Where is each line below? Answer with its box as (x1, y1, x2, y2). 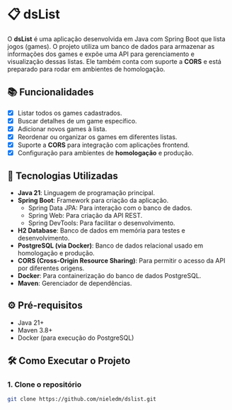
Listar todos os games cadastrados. (17, 109, 122, 117)
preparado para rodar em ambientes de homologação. (7, 65, 166, 73)
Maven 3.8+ (17, 326, 53, 334)
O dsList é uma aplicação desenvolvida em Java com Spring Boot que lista (7, 34, 226, 43)
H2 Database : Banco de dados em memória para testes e (17, 226, 186, 235)
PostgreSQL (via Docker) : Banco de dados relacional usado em (17, 241, 204, 250)
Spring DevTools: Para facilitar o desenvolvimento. (28, 218, 175, 227)
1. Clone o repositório (7, 379, 82, 389)
